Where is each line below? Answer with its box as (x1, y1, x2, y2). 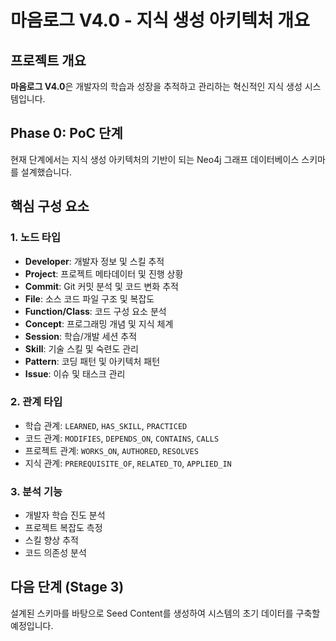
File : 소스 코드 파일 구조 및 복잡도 (24, 292, 155, 305)
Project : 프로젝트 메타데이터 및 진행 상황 (24, 267, 184, 280)
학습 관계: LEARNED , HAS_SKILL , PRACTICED (24, 419, 188, 431)
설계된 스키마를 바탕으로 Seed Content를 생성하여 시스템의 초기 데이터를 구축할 (10, 607, 321, 619)
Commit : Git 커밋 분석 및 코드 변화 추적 (24, 280, 179, 292)
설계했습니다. (20, 166, 73, 178)
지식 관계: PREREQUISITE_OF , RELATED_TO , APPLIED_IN (24, 457, 232, 469)
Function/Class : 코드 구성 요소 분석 (24, 305, 167, 317)
